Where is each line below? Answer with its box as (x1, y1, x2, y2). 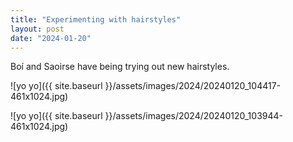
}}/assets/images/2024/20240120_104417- (104, 80, 282, 92)
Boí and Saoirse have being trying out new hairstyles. (10, 61, 230, 73)
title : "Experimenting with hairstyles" (10, 14, 182, 25)
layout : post (10, 24, 65, 34)
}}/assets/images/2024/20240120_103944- (104, 110, 284, 122)
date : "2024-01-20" (10, 33, 92, 43)
